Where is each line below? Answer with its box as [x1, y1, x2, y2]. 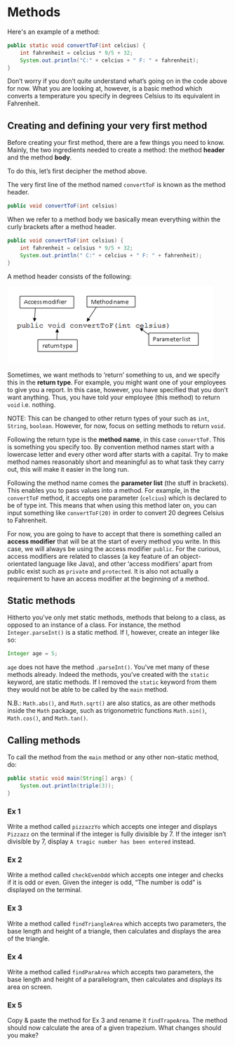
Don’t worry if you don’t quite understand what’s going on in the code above [7, 77, 228, 85]
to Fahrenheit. [7, 516, 48, 524]
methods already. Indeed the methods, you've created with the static [7, 671, 209, 679]
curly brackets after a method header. [7, 223, 117, 231]
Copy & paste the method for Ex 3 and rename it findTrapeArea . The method [7, 1016, 228, 1025]
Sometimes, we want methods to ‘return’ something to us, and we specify [7, 370, 220, 379]
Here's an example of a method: [7, 27, 100, 36]
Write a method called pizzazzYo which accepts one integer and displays [7, 822, 217, 831]
